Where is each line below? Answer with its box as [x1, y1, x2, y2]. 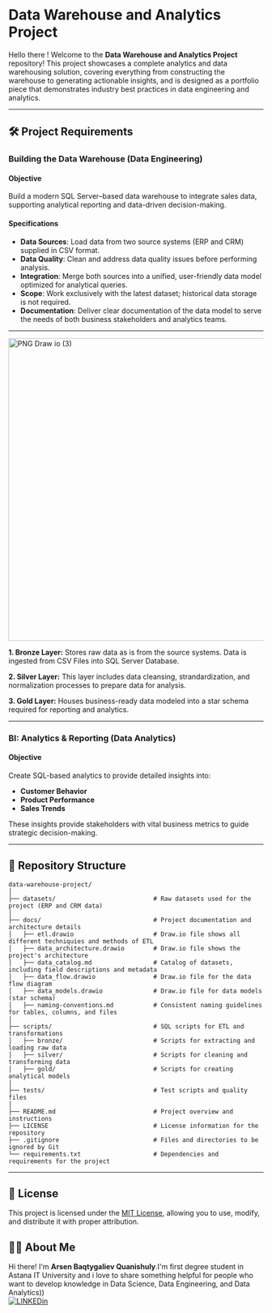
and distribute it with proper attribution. [8, 1216, 139, 1226]
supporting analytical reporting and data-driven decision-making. [8, 200, 227, 210]
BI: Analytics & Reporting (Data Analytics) [8, 732, 176, 744]
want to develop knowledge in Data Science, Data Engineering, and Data [8, 1279, 251, 1289]
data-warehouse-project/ [8, 880, 92, 889]
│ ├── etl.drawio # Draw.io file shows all [8, 930, 241, 938]
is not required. [19, 297, 71, 307]
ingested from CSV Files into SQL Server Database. [8, 655, 180, 666]
